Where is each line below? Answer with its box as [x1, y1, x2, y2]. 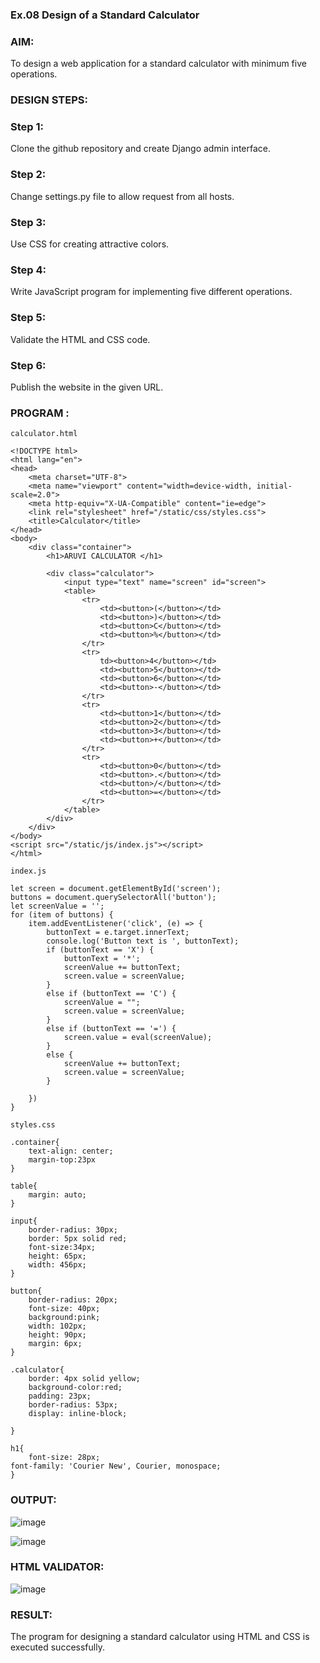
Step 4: [10, 263, 47, 277]
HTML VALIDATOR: [10, 1560, 105, 1574]
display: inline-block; [28, 1409, 128, 1419]
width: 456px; [28, 1260, 87, 1270]
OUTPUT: [10, 1493, 57, 1507]
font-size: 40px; [28, 1304, 101, 1314]
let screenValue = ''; [10, 901, 105, 912]
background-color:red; [28, 1383, 123, 1393]
